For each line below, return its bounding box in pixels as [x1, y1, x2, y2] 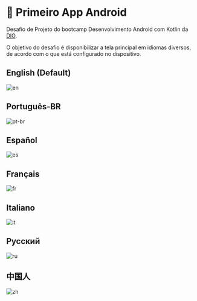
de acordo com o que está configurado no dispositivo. [6, 50, 141, 57]
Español [6, 135, 37, 145]
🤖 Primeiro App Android [6, 5, 127, 19]
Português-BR [6, 101, 62, 112]
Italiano [6, 203, 35, 213]
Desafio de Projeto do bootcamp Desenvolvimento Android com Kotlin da [6, 25, 189, 33]
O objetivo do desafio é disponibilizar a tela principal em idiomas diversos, [6, 44, 192, 51]
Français [6, 169, 40, 179]
